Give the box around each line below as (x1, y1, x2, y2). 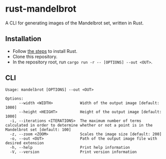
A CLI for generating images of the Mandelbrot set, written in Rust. (5, 20, 144, 26)
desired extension (5, 140, 44, 145)
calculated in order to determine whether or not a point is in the (5, 122, 153, 128)
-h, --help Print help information (10, 145, 130, 150)
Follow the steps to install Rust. (12, 48, 77, 54)
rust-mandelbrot (5, 3, 77, 15)
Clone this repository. (12, 53, 58, 59)
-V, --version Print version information (10, 149, 137, 154)
